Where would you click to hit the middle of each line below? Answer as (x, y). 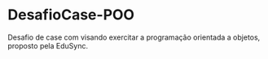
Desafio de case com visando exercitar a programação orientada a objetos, (134, 37)
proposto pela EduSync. (48, 45)
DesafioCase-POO (71, 15)
